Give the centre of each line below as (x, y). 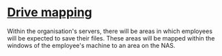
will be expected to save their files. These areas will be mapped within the (111, 38)
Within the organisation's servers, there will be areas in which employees (110, 31)
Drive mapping (50, 12)
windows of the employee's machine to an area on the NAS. (91, 45)
